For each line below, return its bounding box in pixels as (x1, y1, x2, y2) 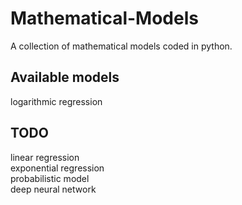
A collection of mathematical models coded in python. (10, 40, 233, 52)
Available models (10, 69, 120, 86)
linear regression (10, 151, 80, 163)
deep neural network (10, 183, 97, 195)
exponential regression (10, 162, 105, 174)
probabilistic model (10, 172, 90, 184)
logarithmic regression (10, 95, 103, 107)
